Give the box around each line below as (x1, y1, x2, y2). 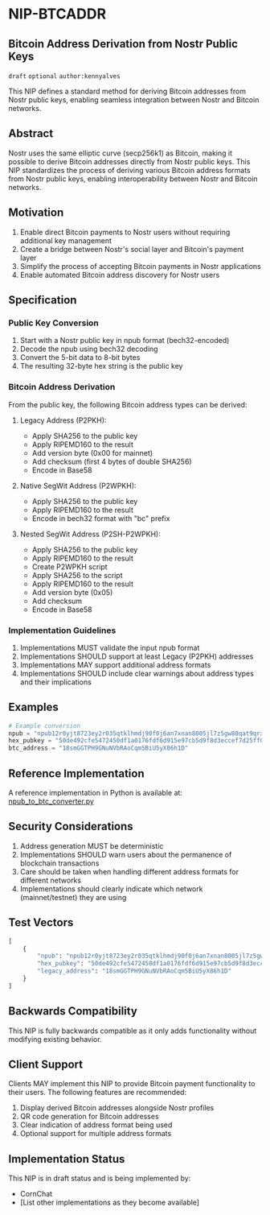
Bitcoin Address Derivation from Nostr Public (8, 37, 239, 51)
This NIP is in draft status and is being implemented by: (8, 1173, 191, 1184)
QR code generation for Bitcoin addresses (19, 1112, 159, 1122)
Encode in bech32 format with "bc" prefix (31, 513, 170, 523)
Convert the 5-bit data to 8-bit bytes (19, 353, 141, 362)
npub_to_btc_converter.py (8, 796, 95, 806)
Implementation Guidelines (8, 625, 117, 636)
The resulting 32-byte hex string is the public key (19, 362, 183, 371)
